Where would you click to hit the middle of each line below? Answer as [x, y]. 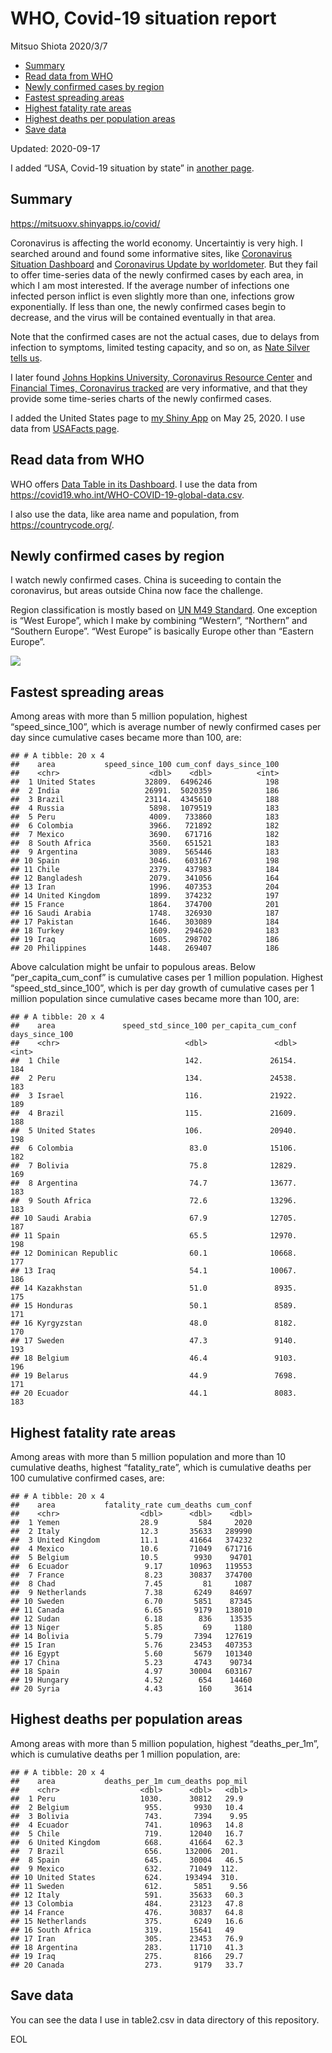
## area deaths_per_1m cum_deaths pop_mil [129, 1781]
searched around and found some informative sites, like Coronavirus [151, 253]
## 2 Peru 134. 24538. [154, 1078]
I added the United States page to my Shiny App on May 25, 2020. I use [158, 418]
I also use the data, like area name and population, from [125, 514]
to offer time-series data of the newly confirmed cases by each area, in [157, 274]
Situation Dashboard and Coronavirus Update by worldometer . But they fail [164, 264]
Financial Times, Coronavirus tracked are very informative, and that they [159, 388]
